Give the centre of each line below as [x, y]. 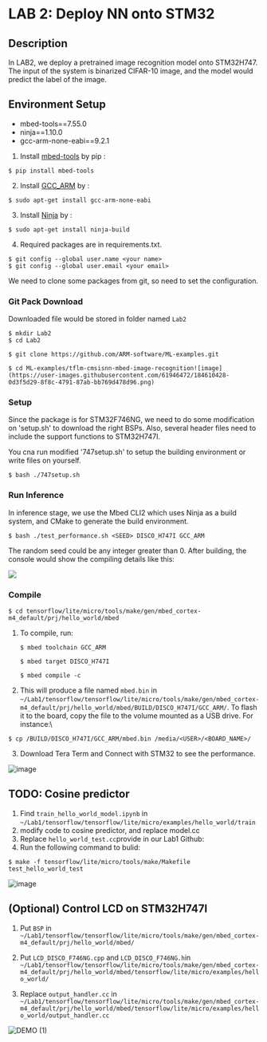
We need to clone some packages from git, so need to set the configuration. [133, 281]
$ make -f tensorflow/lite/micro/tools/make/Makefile [100, 862]
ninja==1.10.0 [41, 132]
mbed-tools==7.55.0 [53, 124]
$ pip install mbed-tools [51, 171]
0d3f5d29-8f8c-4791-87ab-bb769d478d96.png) [82, 383]
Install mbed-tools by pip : [63, 156]
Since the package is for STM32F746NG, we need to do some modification [132, 420]
